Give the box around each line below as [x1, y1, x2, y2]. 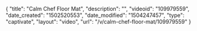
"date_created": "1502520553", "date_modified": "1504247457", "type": [5, 12, 185, 19]
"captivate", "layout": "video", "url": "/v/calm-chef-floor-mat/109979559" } [5, 18, 192, 25]
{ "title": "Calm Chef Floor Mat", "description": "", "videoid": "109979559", [5, 5, 190, 12]
